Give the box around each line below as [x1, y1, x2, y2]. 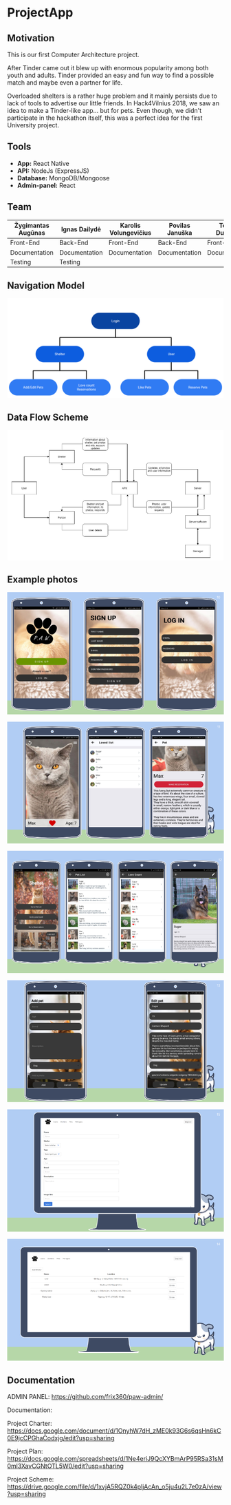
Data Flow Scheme [7, 411, 89, 423]
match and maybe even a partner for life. [7, 78, 123, 87]
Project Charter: [7, 1420, 53, 1428]
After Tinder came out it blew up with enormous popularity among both [7, 64, 209, 72]
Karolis [120, 222, 141, 230]
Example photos [7, 573, 78, 585]
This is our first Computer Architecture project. [7, 50, 140, 59]
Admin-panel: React [16, 181, 76, 189]
